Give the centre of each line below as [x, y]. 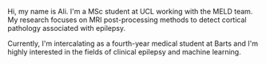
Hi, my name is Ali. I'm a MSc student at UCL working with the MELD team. [130, 11]
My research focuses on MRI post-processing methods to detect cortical [127, 20]
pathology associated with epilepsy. [66, 28]
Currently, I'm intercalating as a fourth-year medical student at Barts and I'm [133, 43]
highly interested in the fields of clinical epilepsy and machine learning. [124, 52]
